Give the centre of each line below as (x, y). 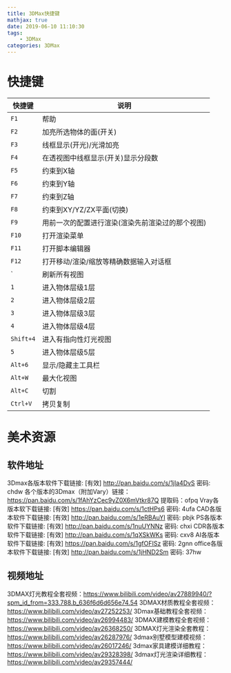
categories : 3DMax (33, 46)
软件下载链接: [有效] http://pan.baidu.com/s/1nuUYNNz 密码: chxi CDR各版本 (116, 526)
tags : (15, 33)
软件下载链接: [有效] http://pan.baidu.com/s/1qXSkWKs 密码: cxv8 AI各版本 (113, 534)
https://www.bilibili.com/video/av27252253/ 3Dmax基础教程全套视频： (108, 611)
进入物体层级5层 (69, 352)
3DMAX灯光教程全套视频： (46, 594)
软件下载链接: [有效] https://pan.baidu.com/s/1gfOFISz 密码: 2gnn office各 (112, 543)
